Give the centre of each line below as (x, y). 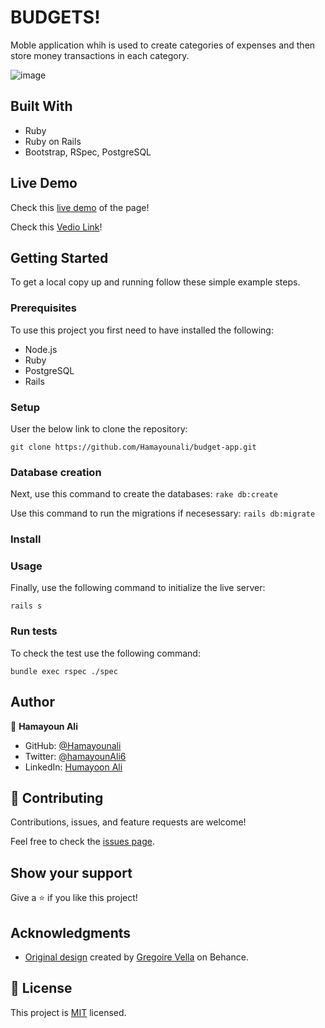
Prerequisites (43, 308)
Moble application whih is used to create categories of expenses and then (163, 45)
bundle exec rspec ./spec (64, 671)
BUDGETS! (55, 17)
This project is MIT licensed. (68, 1012)
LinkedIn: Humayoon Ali (73, 767)
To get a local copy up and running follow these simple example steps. (155, 282)
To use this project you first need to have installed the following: (142, 330)
